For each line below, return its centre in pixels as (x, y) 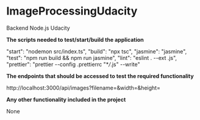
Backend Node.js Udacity (38, 28)
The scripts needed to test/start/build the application (75, 39)
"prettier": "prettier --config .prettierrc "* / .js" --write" (73, 64)
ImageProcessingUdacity (72, 11)
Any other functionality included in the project (66, 99)
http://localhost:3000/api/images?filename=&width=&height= (83, 88)
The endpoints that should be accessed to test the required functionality (100, 76)
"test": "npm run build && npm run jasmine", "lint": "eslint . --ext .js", (92, 58)
